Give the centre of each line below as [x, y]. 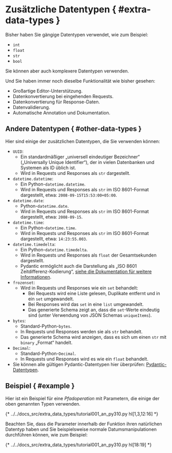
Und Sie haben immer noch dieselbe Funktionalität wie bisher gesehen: [80, 81]
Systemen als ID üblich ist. [48, 168]
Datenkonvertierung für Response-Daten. [56, 102]
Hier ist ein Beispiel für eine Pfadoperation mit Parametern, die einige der [82, 398]
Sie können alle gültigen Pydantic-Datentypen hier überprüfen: [79, 364]
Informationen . [36, 277]
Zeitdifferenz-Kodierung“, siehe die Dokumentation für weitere [86, 271]
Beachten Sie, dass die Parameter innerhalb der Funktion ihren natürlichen [84, 424]
